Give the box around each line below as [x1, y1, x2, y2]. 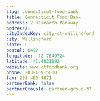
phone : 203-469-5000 [6, 70, 58, 75]
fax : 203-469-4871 [6, 75, 52, 81]
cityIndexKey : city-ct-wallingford [6, 31, 95, 37]
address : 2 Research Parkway [6, 20, 79, 26]
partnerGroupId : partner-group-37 [6, 86, 92, 92]
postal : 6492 [6, 48, 39, 53]
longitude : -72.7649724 [6, 53, 65, 59]
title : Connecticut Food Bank [6, 14, 82, 20]
